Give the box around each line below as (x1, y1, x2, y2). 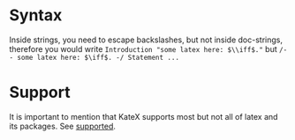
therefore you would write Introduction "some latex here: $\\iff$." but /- (9, 43, 288, 54)
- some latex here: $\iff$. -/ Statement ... (9, 53, 179, 62)
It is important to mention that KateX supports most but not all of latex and (9, 111, 278, 122)
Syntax (9, 5, 63, 26)
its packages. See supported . (9, 121, 117, 131)
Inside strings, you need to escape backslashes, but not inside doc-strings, (9, 34, 283, 45)
